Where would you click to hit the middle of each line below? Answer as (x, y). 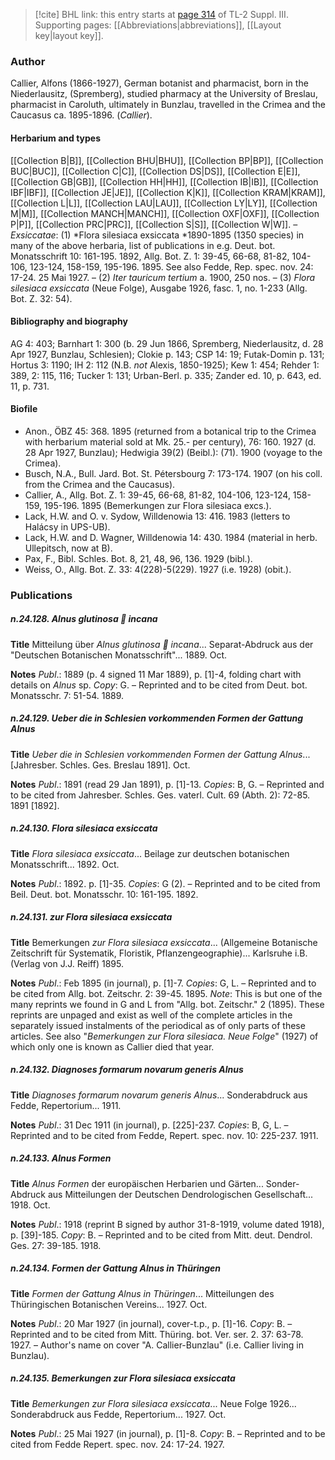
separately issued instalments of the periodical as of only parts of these (158, 1025)
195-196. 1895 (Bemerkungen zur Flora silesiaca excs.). (158, 505)
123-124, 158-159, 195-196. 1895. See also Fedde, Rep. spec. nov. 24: (171, 266)
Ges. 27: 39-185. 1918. (56, 1245)
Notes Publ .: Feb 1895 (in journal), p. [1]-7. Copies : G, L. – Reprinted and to (163, 983)
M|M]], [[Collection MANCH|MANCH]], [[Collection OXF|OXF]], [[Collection (165, 213)
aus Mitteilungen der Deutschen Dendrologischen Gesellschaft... (180, 1194)
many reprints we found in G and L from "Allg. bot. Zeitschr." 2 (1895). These (167, 1004)
